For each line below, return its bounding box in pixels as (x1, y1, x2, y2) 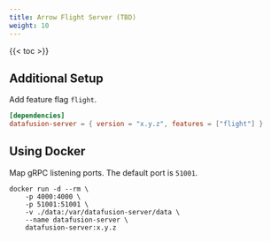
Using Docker (9, 144, 86, 159)
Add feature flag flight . (9, 94, 97, 105)
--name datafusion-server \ (25, 215, 128, 224)
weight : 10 (9, 21, 50, 30)
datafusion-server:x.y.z (25, 222, 117, 232)
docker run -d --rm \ (9, 185, 89, 193)
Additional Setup (9, 71, 104, 86)
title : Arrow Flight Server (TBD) (9, 12, 137, 22)
